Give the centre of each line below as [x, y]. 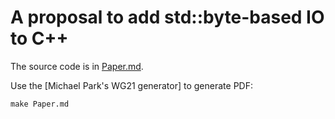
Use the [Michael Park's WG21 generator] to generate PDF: [131, 85]
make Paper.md [40, 104]
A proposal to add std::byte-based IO [167, 17]
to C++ [39, 38]
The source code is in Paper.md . [77, 66]
